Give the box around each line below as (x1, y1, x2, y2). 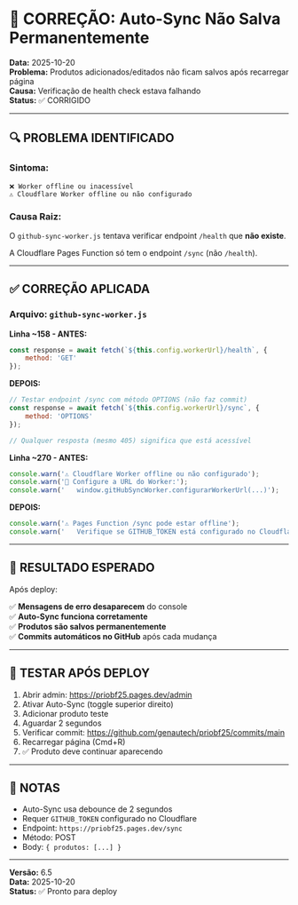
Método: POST (21, 832, 76, 843)
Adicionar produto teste (21, 708, 109, 718)
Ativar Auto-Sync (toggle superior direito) (21, 698, 175, 710)
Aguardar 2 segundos (21, 718, 102, 728)
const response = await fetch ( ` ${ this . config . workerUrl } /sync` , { (9, 404, 260, 413)
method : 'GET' (25, 353, 77, 363)
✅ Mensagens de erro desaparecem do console (9, 600, 188, 612)
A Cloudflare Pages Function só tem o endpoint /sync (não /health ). (9, 247, 258, 258)
